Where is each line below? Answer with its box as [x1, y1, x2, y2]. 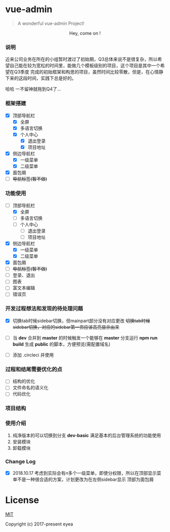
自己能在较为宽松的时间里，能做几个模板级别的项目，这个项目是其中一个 [9, 62, 160, 69]
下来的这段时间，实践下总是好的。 [5, 75, 76, 82]
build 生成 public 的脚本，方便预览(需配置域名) [12, 341, 110, 347]
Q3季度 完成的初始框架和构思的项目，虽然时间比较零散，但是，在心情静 [14, 69, 163, 75]
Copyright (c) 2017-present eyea [5, 521, 73, 527]
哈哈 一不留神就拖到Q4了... [5, 86, 61, 92]
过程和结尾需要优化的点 [5, 366, 62, 373]
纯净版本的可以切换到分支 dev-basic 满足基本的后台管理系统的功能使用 [12, 432, 161, 438]
